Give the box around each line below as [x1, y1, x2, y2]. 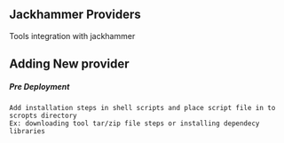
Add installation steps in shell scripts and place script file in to [9, 104, 276, 113]
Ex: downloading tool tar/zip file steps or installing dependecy [9, 119, 260, 128]
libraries [9, 127, 46, 136]
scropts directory [9, 111, 77, 121]
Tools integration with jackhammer [9, 30, 136, 41]
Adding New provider [9, 57, 130, 72]
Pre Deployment [9, 81, 70, 91]
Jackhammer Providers [9, 7, 142, 22]
